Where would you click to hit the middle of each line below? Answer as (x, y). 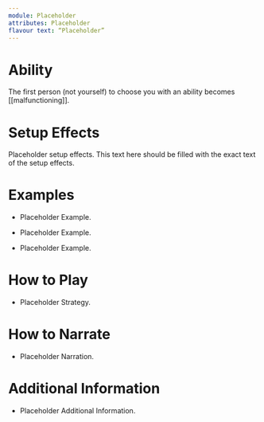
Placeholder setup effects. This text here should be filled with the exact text (132, 154)
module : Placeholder (43, 16)
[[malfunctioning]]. (39, 100)
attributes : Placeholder (49, 23)
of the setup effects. (41, 163)
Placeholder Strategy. (55, 303)
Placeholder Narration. (56, 357)
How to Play (49, 280)
